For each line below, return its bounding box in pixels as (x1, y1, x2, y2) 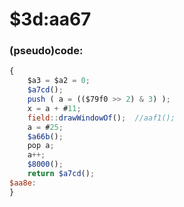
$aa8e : (9, 178, 37, 188)
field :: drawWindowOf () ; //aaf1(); (27, 113, 176, 123)
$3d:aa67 (9, 8, 92, 31)
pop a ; (27, 141, 55, 151)
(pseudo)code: (9, 44, 84, 58)
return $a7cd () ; (27, 169, 96, 179)
